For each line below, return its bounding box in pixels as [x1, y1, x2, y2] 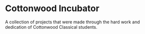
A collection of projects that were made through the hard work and [5, 19, 140, 25]
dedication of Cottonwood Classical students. [5, 24, 97, 30]
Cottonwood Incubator [5, 3, 100, 14]
